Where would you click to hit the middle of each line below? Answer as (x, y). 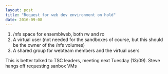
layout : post (19, 10)
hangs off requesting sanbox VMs (41, 66)
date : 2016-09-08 (24, 20)
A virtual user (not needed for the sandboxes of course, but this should (88, 40)
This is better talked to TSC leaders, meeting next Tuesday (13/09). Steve (83, 61)
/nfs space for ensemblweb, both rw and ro (59, 34)
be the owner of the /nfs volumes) (49, 45)
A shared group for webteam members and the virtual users (76, 51)
